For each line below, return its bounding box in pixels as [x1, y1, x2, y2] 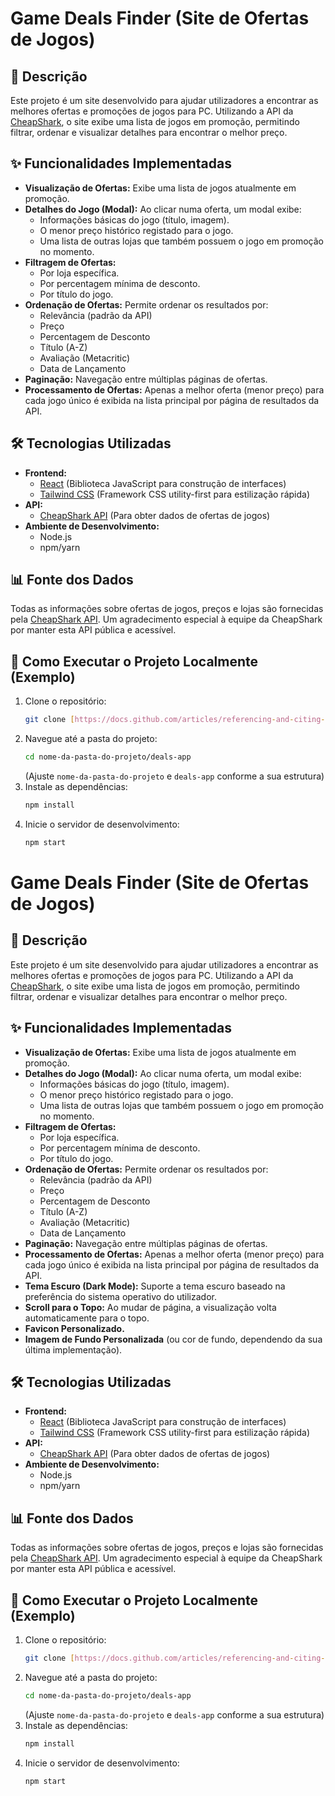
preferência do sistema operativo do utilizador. [24, 1290, 217, 1302]
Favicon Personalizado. [24, 1322, 125, 1334]
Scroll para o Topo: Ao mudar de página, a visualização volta [24, 1301, 277, 1313]
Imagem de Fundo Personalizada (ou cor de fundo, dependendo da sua [24, 1333, 323, 1345]
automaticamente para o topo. [24, 1312, 150, 1324]
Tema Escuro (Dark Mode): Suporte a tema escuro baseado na [24, 1280, 286, 1292]
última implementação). [24, 1343, 123, 1356]
